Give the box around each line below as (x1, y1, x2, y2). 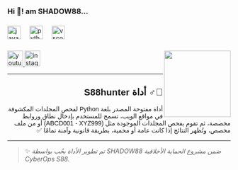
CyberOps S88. (24, 154, 70, 163)
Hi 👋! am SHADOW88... (7, 6, 89, 16)
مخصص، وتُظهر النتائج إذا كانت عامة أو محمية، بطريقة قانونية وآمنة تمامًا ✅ (36, 126, 231, 134)
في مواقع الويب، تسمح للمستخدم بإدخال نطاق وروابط (22, 112, 163, 120)
